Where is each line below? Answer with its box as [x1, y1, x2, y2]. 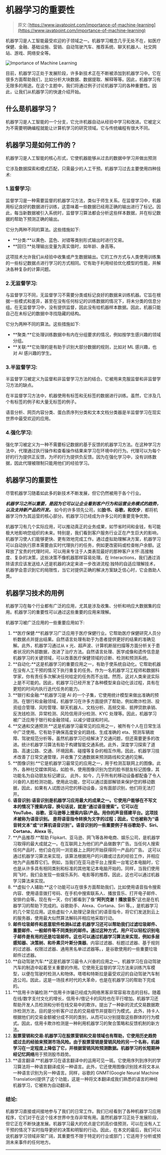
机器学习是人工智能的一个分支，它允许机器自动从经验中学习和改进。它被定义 [5, 118, 161, 124]
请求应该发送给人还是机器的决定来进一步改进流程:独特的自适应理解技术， [9, 560, 158, 566]
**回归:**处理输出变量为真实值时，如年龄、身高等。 [12, 243, 118, 249]
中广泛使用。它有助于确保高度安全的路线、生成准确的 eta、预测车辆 [12, 729, 150, 735]
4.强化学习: [5, 429, 33, 436]
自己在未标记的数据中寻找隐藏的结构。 [5, 311, 83, 317]
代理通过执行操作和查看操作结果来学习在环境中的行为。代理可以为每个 [18, 447, 161, 453]
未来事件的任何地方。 [9, 1139, 53, 1145]
